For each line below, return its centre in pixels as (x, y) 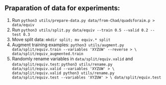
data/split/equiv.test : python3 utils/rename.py (62, 64)
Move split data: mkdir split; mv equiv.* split (61, 39)
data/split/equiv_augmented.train (47, 54)
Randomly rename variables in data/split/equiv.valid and (72, 59)
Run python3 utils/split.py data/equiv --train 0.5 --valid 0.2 (80, 30)
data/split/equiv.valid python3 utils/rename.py (63, 73)
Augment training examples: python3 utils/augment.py (68, 45)
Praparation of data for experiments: (62, 8)
